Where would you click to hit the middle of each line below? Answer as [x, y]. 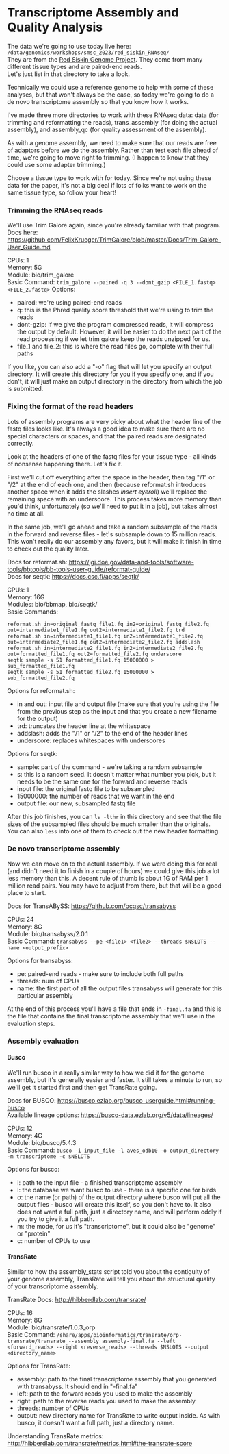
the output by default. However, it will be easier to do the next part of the [119, 332]
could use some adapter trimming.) [56, 164]
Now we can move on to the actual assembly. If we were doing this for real [112, 864]
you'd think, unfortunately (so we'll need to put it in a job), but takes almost [112, 506]
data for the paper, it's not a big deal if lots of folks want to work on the [107, 185]
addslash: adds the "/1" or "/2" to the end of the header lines [102, 733]
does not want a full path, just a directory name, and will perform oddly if [119, 1212]
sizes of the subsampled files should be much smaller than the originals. [109, 824]
